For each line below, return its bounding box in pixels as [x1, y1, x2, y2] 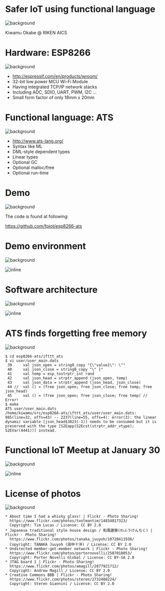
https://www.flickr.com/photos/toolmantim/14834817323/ [9, 518, 128, 524]
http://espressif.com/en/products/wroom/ [12, 73, 98, 79]
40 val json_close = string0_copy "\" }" [7, 367, 103, 372]
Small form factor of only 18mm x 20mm [12, 94, 95, 100]
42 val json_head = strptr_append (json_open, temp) [7, 375, 128, 381]
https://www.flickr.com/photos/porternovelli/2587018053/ [9, 551, 133, 556]
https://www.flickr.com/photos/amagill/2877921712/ [9, 564, 119, 569]
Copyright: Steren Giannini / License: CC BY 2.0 [9, 582, 114, 587]
